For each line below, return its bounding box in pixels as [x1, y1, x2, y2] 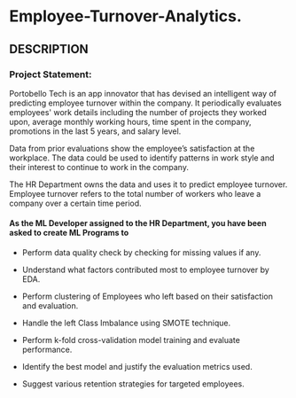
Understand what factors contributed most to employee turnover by [21, 264, 270, 276]
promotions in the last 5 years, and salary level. [9, 126, 182, 137]
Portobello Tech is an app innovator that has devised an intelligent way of [9, 88, 277, 98]
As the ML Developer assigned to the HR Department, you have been [9, 218, 268, 229]
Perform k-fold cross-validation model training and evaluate [21, 335, 241, 346]
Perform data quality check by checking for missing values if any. [21, 247, 261, 258]
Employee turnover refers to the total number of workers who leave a [9, 188, 261, 199]
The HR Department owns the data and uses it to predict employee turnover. [9, 179, 288, 190]
